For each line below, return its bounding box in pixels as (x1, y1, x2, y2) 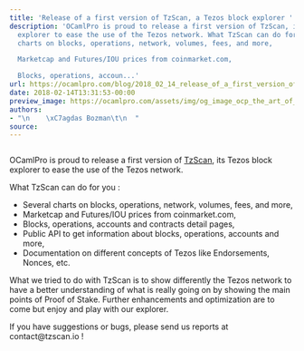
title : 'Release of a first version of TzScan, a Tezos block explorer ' (9, 13, 294, 23)
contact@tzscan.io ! (9, 331, 84, 342)
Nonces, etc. (22, 258, 71, 268)
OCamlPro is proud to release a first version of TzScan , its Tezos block (9, 155, 273, 166)
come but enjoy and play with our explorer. (9, 304, 169, 315)
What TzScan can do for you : (9, 182, 120, 193)
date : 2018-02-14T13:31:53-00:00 (9, 88, 136, 97)
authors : (9, 105, 43, 114)
